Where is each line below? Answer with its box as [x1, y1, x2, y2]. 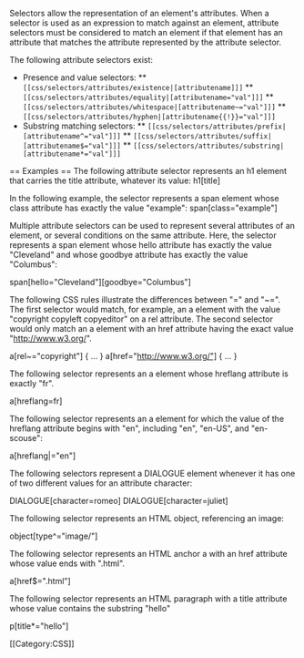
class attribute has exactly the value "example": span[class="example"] [9, 202, 278, 213]
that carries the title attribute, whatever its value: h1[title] [9, 175, 221, 186]
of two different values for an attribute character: [9, 478, 193, 488]
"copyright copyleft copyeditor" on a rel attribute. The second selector [9, 314, 273, 324]
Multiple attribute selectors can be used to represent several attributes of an [9, 221, 296, 231]
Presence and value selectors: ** [22, 72, 147, 83]
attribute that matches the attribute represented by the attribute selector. [9, 36, 282, 47]
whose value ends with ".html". [9, 558, 126, 569]
